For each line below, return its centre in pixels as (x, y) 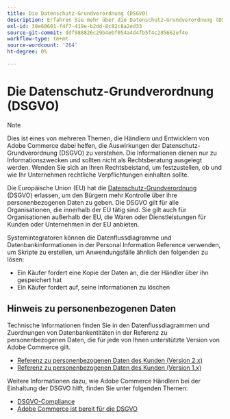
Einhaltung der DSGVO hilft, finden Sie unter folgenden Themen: (98, 388)
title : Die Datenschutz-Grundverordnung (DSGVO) (78, 13)
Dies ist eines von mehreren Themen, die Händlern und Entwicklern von (108, 138)
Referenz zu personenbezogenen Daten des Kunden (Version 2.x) (110, 360)
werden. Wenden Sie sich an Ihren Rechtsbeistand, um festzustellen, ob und (115, 167)
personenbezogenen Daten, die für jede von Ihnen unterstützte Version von (114, 340)
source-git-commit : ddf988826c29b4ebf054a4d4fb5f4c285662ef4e (98, 33)
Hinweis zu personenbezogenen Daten (92, 309)
